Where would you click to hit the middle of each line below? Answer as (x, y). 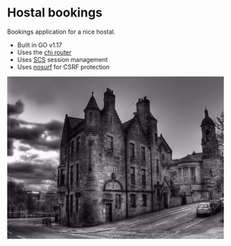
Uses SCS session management (62, 59)
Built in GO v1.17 (40, 45)
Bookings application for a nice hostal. (61, 32)
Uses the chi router (44, 52)
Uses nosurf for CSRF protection (63, 67)
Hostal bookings (55, 13)
